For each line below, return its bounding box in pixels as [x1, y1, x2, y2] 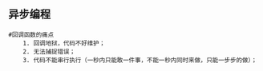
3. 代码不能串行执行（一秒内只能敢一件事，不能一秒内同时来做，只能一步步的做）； [22, 56, 258, 64]
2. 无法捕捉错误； [22, 47, 76, 56]
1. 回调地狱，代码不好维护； [22, 39, 106, 47]
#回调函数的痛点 [8, 30, 55, 38]
